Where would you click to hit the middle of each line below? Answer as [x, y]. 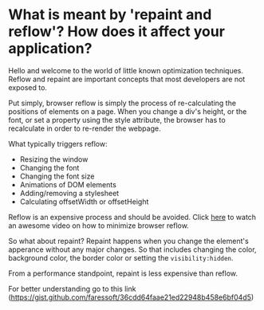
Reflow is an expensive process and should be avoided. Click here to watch [132, 217]
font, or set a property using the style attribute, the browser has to [117, 120]
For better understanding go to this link [72, 288]
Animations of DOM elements [68, 184]
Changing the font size [57, 176]
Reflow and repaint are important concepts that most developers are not [127, 79]
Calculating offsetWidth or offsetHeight [84, 202]
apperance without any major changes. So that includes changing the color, [132, 249]
